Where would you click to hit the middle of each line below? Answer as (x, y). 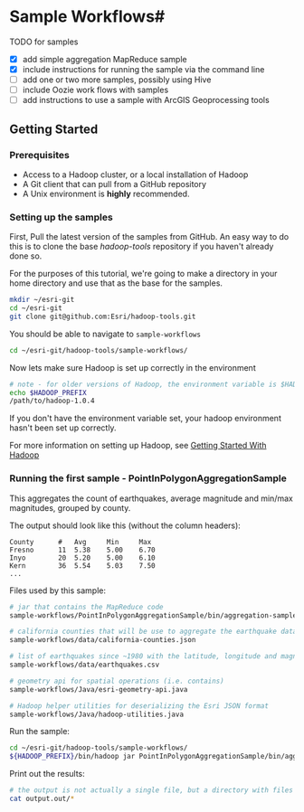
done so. (26, 256)
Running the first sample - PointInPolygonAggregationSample (148, 478)
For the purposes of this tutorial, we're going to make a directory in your (143, 274)
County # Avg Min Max (81, 542)
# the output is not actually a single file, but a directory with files (152, 790)
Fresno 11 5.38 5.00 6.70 (82, 550)
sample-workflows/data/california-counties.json (103, 640)
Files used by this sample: (58, 590)
